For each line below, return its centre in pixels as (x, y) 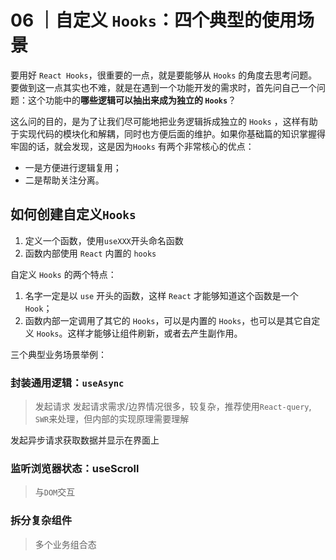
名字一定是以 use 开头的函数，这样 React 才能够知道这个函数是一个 (161, 295)
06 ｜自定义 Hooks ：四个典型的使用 (153, 20)
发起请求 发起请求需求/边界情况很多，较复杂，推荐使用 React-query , (173, 407)
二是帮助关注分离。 (64, 180)
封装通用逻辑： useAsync (67, 383)
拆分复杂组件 (41, 521)
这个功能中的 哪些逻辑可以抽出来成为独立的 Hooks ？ (132, 100)
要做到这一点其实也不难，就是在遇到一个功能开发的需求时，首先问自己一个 (163, 87)
